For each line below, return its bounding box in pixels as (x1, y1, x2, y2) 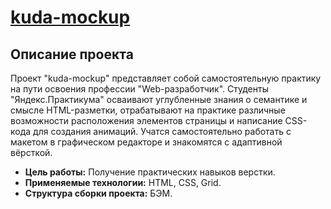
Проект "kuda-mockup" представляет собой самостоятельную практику (10, 72, 322, 84)
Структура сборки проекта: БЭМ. (24, 187, 173, 199)
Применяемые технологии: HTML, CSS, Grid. (24, 177, 222, 188)
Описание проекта (10, 46, 134, 63)
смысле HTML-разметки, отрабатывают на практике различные (10, 104, 286, 116)
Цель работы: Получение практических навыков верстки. (24, 166, 276, 178)
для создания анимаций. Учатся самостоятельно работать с (33, 126, 292, 137)
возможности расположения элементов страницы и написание (10, 115, 283, 126)
